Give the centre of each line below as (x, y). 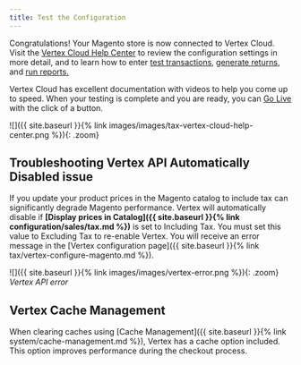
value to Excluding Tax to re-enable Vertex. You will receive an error (134, 236)
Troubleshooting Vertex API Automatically (130, 163)
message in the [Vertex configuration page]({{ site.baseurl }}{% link (134, 246)
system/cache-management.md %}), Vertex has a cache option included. (145, 342)
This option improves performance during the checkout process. (129, 351)
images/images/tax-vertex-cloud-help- (181, 125)
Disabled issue (52, 177)
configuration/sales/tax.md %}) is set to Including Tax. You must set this (145, 227)
